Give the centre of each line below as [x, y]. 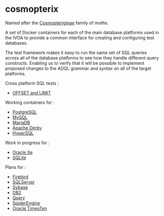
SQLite [19, 158]
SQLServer [24, 182]
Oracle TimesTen [29, 208]
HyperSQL [23, 133]
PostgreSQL [25, 112]
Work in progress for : [27, 143]
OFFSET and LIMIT [31, 93]
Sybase [20, 187]
